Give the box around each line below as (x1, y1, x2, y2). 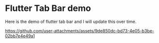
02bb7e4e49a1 (5, 33, 35, 39)
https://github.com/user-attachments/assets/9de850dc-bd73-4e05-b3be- (5, 28, 154, 33)
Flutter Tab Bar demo (5, 3, 91, 14)
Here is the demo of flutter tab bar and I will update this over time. (5, 19, 137, 24)
